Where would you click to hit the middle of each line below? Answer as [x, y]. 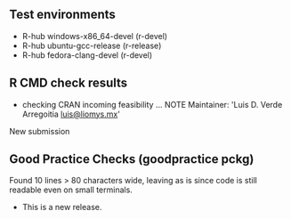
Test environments [62, 15]
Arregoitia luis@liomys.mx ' [71, 114]
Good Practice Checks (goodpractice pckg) [132, 159]
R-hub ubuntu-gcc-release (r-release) [92, 45]
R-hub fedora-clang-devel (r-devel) [87, 55]
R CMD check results [69, 83]
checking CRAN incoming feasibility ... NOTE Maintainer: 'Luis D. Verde [152, 104]
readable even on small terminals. [71, 190]
